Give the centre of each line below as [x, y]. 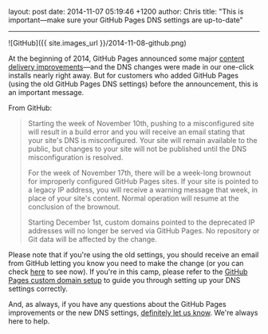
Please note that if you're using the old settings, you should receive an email [134, 254]
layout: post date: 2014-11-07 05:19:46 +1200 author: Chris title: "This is [126, 12]
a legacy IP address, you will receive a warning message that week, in [142, 190]
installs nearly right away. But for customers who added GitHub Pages [124, 76]
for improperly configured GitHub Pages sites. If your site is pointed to [143, 181]
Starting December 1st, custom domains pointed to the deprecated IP [141, 222]
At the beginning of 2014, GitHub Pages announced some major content [126, 58]
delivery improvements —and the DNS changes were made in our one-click [131, 67]
